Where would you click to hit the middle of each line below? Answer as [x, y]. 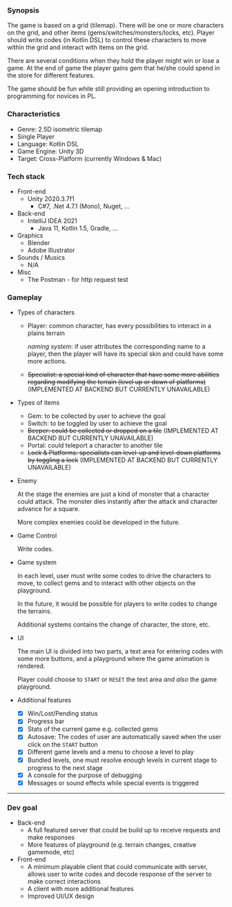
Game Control [37, 536]
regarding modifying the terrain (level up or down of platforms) [116, 382]
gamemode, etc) [51, 852]
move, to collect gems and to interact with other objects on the [106, 583]
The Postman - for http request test [78, 279]
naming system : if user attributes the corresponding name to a [116, 347]
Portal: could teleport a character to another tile [95, 446]
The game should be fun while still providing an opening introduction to [108, 89]
